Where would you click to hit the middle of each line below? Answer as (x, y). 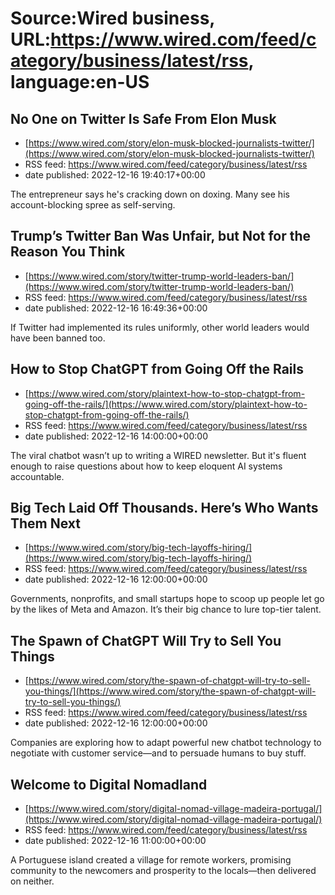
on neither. (32, 881)
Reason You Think (68, 252)
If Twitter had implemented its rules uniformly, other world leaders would (160, 327)
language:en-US (80, 82)
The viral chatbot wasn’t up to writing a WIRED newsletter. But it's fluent (158, 455)
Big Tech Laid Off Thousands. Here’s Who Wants (164, 508)
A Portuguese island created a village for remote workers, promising (151, 860)
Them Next (46, 523)
